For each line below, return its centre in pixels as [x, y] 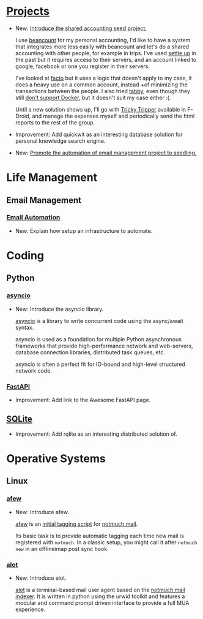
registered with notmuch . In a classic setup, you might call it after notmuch [106, 542]
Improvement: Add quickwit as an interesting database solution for [99, 134]
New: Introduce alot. [41, 578]
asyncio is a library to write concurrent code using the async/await [99, 321]
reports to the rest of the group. [55, 122]
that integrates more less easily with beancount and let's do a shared [102, 47]
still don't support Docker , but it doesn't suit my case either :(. [93, 97]
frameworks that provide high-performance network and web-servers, [104, 346]
